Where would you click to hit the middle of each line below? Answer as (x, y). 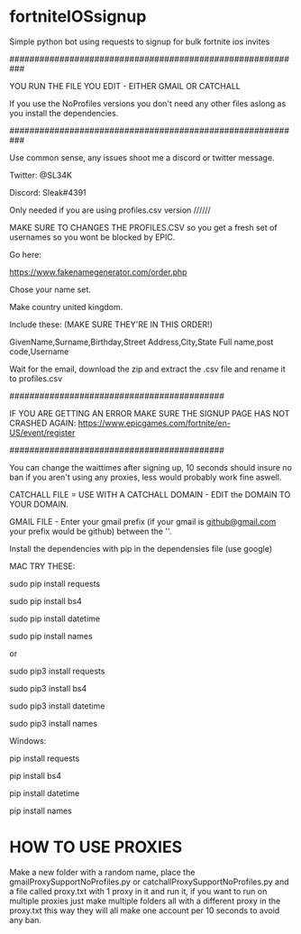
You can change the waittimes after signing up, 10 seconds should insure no (151, 467)
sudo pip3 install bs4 (48, 688)
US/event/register (42, 432)
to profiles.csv (36, 378)
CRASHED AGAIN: (43, 423)
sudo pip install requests (55, 583)
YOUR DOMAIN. (39, 504)
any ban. (26, 920)
